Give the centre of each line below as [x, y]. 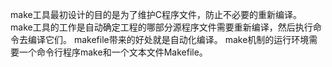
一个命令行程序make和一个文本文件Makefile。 [113, 52]
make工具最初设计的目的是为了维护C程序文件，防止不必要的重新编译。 [156, 14]
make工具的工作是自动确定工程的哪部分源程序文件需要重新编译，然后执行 [161, 27]
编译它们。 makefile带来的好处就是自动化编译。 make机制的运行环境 [168, 39]
